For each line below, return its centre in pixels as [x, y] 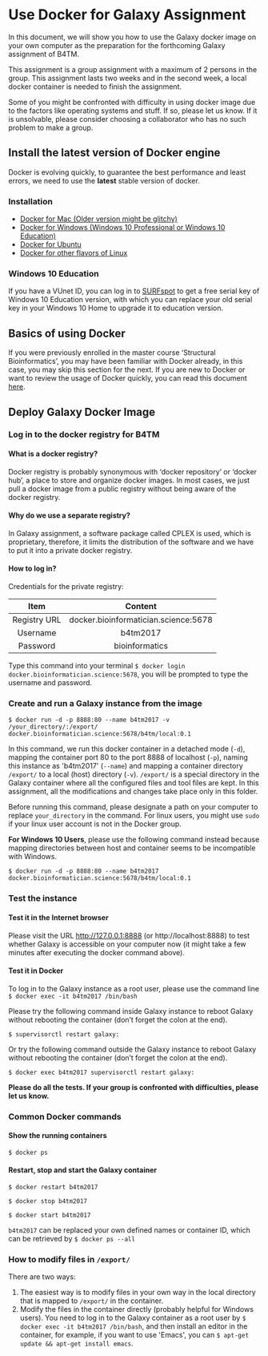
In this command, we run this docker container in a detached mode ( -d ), [127, 749]
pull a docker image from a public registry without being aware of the [122, 488]
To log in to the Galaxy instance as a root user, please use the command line [134, 988]
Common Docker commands [65, 1116]
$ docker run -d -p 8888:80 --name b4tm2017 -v [89, 720]
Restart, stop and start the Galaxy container [83, 1170]
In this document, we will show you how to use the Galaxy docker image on [132, 37]
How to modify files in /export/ [69, 1259]
